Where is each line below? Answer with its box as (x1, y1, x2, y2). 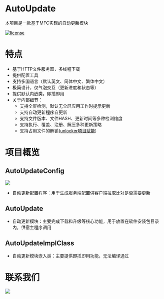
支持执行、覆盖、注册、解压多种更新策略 (19, 122, 102, 128)
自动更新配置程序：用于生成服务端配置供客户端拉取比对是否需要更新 (12, 190, 151, 196)
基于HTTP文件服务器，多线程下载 (12, 66, 80, 72)
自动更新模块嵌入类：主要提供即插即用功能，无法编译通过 (12, 253, 129, 258)
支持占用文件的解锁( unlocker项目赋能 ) (19, 128, 97, 133)
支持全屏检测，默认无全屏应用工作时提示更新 (19, 103, 111, 109)
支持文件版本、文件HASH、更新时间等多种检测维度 (19, 115, 123, 121)
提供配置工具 (12, 72, 38, 78)
